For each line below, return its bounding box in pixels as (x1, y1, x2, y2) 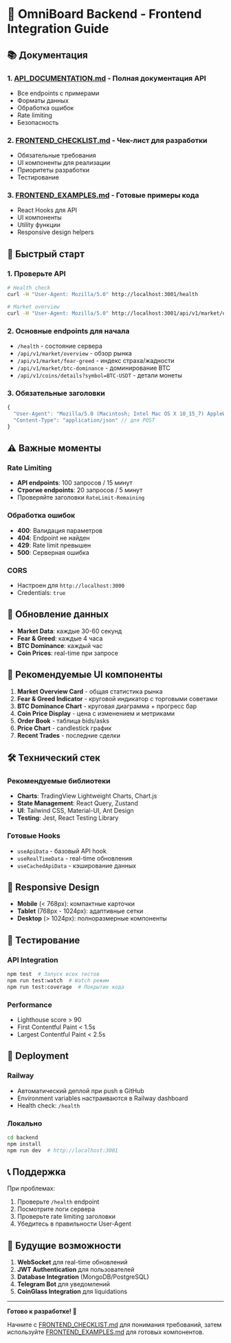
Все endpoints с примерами (16, 89, 100, 97)
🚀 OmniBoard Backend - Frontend (7, 6, 202, 22)
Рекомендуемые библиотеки (7, 776, 111, 785)
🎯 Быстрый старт (7, 248, 85, 259)
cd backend (7, 1135, 38, 1141)
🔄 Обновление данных (7, 609, 109, 620)
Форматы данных (16, 96, 69, 104)
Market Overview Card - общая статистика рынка (16, 687, 163, 696)
